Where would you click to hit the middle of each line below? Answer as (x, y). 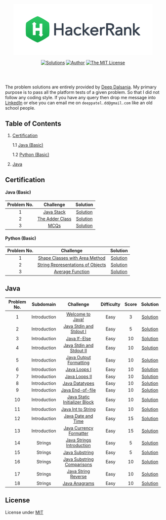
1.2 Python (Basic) (31, 155)
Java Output (79, 358)
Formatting (79, 363)
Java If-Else (79, 338)
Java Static (78, 397)
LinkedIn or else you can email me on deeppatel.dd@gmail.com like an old (79, 103)
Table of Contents (33, 124)
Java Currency (79, 428)
